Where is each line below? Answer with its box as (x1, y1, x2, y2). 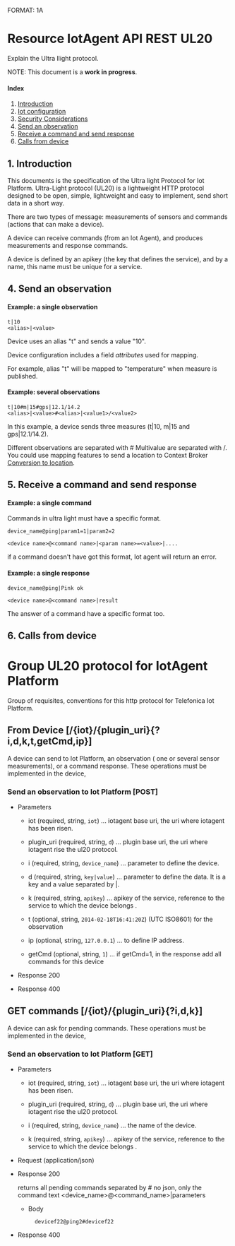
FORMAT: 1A (7, 6, 44, 14)
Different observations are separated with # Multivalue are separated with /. (7, 443, 227, 451)
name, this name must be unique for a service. (7, 262, 143, 271)
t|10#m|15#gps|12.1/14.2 (7, 403, 80, 410)
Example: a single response (7, 569, 90, 577)
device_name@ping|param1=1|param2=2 (7, 528, 115, 535)
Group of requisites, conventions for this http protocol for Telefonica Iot (7, 696, 215, 705)
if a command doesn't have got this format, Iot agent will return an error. (7, 552, 217, 561)
